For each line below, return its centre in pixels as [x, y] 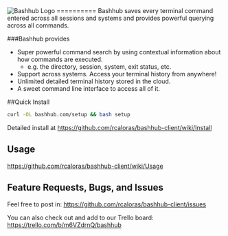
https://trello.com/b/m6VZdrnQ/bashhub [65, 225]
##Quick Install [28, 102]
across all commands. [38, 25]
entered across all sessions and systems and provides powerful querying [111, 18]
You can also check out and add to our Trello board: [80, 217]
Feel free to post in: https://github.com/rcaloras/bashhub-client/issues [107, 204]
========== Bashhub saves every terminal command [135, 11]
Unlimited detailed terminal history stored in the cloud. [94, 81]
